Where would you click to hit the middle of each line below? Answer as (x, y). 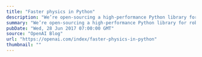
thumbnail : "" (24, 45)
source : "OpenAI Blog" (35, 34)
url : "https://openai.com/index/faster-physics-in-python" (82, 39)
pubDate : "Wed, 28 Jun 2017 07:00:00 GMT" (60, 28)
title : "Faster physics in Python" (51, 12)
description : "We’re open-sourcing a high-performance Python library (96, 17)
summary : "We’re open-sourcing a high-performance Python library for (96, 23)
